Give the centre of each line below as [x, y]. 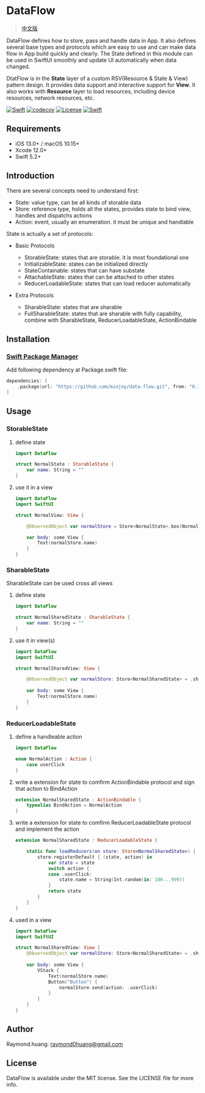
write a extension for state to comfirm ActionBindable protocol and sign [105, 782]
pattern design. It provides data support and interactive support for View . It [101, 85]
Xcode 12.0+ [31, 150]
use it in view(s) [35, 640]
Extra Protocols [34, 295]
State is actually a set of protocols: [50, 233]
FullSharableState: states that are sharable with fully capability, [103, 313]
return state [64, 891]
